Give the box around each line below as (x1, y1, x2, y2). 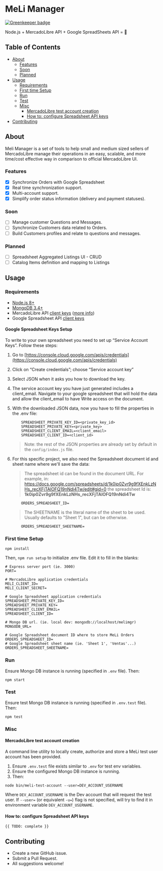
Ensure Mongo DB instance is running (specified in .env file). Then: (5, 668, 140, 674)
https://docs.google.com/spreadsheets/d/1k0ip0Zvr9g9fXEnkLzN (24, 481, 157, 487)
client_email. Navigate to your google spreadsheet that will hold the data (12, 391, 158, 396)
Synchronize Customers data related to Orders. (12, 225, 107, 230)
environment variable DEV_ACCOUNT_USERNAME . (5, 802, 94, 808)
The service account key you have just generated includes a (12, 385, 134, 391)
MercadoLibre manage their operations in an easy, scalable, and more (5, 150, 146, 157)
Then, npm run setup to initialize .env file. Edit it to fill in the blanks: (5, 555, 139, 561)
